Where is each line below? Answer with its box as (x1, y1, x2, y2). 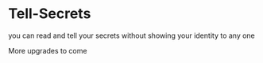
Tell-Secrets (8, 5, 91, 23)
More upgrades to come (8, 46, 87, 55)
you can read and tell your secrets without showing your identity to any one (8, 31, 256, 40)
